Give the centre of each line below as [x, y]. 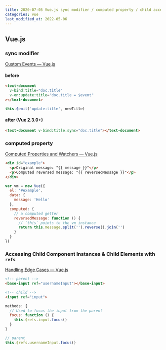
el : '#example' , [26, 191]
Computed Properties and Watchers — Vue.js [51, 154]
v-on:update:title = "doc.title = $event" [52, 95]
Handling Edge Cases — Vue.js [37, 270]
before [12, 75]
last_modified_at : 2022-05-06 [36, 19]
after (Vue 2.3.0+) [24, 120]
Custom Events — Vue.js [30, 64]
